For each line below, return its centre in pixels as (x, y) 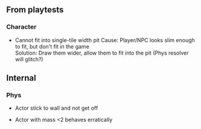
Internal (21, 78)
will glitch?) (29, 59)
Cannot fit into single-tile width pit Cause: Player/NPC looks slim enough (105, 40)
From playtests (35, 10)
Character (21, 27)
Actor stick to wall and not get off (56, 108)
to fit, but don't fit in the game (52, 46)
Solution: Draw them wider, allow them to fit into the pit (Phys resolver (102, 53)
